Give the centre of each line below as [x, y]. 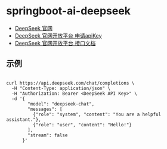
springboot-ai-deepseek [69, 11]
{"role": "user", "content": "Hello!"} [82, 125]
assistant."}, [24, 119]
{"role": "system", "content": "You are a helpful [97, 114]
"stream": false [48, 135]
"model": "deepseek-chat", [61, 104]
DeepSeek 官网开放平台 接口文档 [55, 43]
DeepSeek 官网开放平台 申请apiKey [58, 35]
